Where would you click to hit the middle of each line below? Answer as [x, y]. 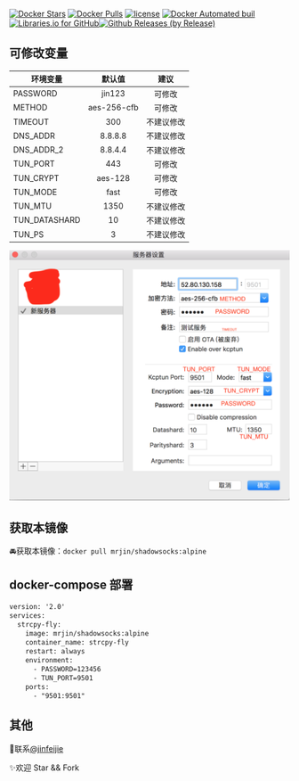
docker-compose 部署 [71, 584]
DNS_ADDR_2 [38, 150]
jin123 [113, 94]
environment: [49, 661]
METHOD [30, 108]
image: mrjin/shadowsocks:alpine [87, 634]
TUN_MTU [32, 206]
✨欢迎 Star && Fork [44, 768]
